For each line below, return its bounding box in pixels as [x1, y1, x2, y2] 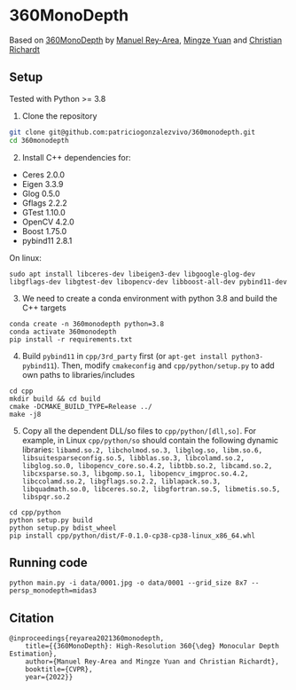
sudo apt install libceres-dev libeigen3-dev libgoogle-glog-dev [9, 270, 255, 278]
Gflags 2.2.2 [21, 197, 68, 208]
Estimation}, [9, 649, 58, 659]
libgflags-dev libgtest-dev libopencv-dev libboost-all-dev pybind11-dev [9, 277, 288, 286]
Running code [9, 555, 89, 570]
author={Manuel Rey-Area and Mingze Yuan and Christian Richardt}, [25, 657, 279, 666]
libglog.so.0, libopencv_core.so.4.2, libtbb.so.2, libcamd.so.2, [21, 461, 273, 470]
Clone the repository [21, 110, 97, 121]
